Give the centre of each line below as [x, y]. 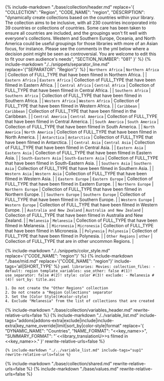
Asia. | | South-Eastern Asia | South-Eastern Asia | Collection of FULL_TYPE [82, 158]
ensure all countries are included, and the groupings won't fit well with [76, 33]
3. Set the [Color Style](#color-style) [47, 297]
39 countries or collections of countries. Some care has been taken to [75, 28]
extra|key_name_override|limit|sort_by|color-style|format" [63, 326]
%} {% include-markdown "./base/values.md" [72, 369]
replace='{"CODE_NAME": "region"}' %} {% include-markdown [69, 256]
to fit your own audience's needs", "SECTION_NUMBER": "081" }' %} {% [78, 59]
